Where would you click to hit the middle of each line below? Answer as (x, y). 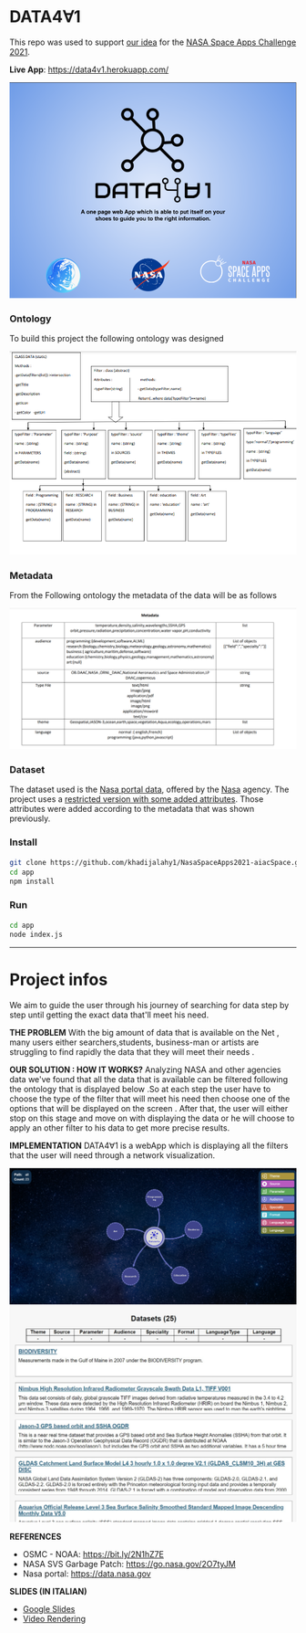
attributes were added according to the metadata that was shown (132, 809)
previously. (30, 818)
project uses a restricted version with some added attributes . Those (137, 799)
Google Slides (49, 1609)
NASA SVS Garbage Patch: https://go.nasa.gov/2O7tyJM (129, 1565)
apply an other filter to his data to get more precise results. (120, 1128)
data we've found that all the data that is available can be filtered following (149, 1080)
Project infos (59, 980)
